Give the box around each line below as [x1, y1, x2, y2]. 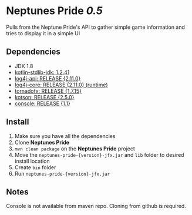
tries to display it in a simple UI [6, 29, 80, 36]
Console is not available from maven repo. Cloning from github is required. [6, 203, 186, 210]
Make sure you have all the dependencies [14, 132, 116, 139]
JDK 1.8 [14, 62, 33, 69]
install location [14, 157, 50, 164]
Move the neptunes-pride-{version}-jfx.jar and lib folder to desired [14, 151, 184, 158]
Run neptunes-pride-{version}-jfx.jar [14, 170, 110, 177]
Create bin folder [14, 163, 56, 171]
